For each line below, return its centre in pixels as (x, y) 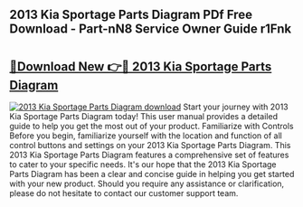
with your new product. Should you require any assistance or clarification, (147, 183)
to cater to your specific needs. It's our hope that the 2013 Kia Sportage (143, 165)
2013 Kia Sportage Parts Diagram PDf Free (131, 15)
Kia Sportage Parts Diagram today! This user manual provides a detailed (144, 116)
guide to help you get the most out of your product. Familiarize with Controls (151, 126)
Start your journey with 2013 (236, 107)
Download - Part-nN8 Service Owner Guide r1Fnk (151, 29)
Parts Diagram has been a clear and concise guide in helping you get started (152, 174)
